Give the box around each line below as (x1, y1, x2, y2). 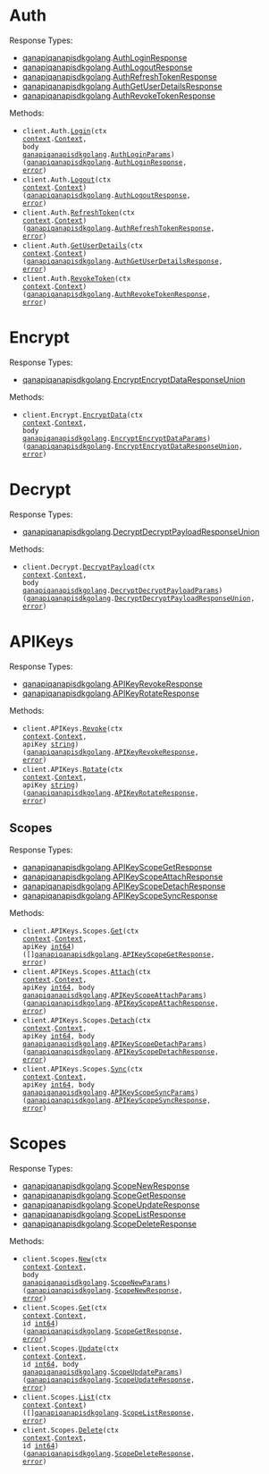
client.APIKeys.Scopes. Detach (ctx (21, 1016, 151, 1025)
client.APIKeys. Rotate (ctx (21, 765, 123, 774)
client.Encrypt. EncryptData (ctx (21, 411, 143, 419)
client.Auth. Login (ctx (21, 126, 107, 135)
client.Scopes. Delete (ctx (21, 1426, 119, 1435)
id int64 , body (21, 1360, 80, 1368)
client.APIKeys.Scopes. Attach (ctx (21, 967, 151, 976)
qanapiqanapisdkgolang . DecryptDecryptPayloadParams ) (21, 586, 223, 595)
